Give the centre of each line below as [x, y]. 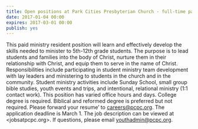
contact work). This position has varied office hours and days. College [91, 95]
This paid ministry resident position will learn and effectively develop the [94, 45]
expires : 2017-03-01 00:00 [39, 22]
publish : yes [22, 28]
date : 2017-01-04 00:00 [35, 17]
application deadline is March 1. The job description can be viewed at [90, 114]
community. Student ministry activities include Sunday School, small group [97, 82]
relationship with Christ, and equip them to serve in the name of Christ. [92, 64]
